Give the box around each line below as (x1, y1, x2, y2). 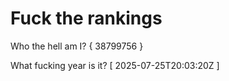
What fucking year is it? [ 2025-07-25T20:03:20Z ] (10, 59, 220, 71)
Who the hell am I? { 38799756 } (10, 40, 144, 52)
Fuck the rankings (10, 7, 163, 30)
